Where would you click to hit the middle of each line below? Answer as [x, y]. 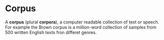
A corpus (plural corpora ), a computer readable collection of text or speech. [82, 22]
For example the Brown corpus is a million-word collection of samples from [81, 27]
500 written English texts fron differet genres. [51, 32]
